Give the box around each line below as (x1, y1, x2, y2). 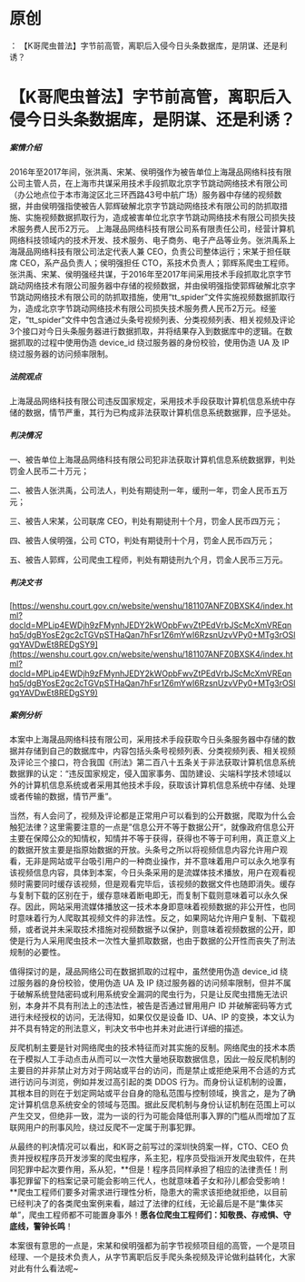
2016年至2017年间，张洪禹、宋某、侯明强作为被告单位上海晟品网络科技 (9, 167, 276, 177)
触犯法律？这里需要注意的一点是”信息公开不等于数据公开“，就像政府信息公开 (9, 821, 295, 833)
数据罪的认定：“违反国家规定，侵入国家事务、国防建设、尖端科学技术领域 (9, 768, 284, 779)
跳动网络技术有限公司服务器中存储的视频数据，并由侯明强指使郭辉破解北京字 (9, 280, 296, 291)
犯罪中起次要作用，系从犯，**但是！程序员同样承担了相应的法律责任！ (16, 1164, 280, 1175)
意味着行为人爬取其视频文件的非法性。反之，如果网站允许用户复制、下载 (16, 912, 288, 924)
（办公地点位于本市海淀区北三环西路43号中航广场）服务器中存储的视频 (9, 189, 274, 200)
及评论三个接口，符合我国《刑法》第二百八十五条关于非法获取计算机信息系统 (9, 756, 296, 767)
